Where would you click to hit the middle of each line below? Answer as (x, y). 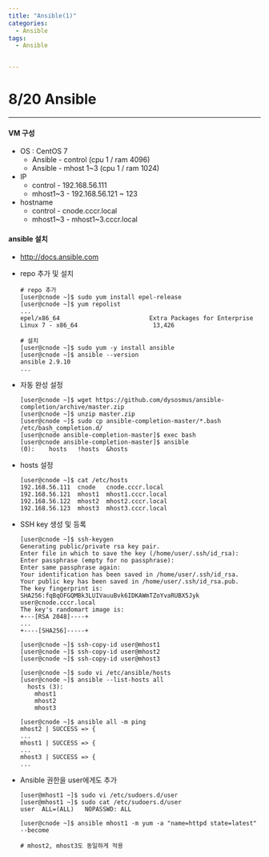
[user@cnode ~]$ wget (56, 400)
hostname (36, 202)
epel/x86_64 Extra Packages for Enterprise (137, 319)
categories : (28, 23)
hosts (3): (46, 687)
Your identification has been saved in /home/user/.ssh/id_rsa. (129, 575)
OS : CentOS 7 (44, 151)
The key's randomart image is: (72, 610)
